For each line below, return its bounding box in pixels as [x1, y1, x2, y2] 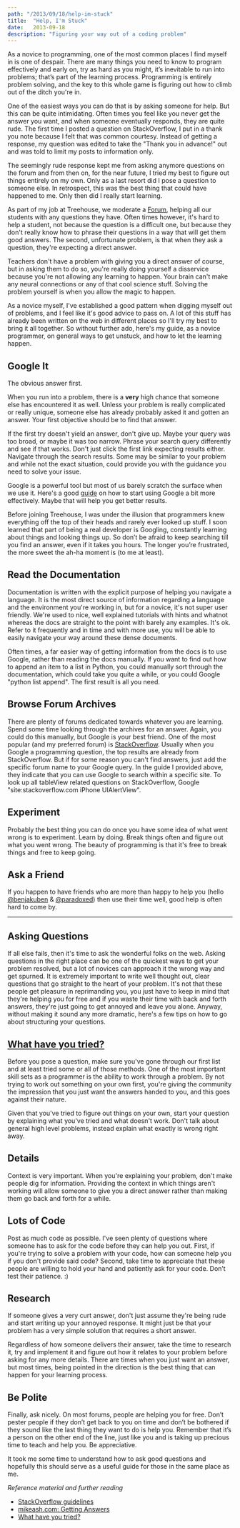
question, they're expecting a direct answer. [7, 244, 137, 252]
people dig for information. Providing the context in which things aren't [7, 1179, 216, 1187]
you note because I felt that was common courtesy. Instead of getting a [7, 132, 218, 141]
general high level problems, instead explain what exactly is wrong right [7, 1124, 219, 1132]
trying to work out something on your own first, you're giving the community [7, 1079, 232, 1088]
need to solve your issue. [7, 467, 81, 476]
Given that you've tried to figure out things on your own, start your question [7, 1109, 230, 1117]
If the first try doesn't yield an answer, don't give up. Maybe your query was [7, 429, 231, 438]
